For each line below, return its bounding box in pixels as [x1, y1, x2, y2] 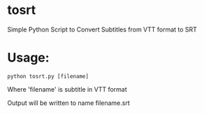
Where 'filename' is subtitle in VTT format [7, 85, 127, 93]
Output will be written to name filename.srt [7, 99, 131, 107]
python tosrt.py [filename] [7, 73, 89, 80]
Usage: [7, 50, 50, 66]
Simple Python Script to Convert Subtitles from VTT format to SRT [7, 25, 198, 34]
